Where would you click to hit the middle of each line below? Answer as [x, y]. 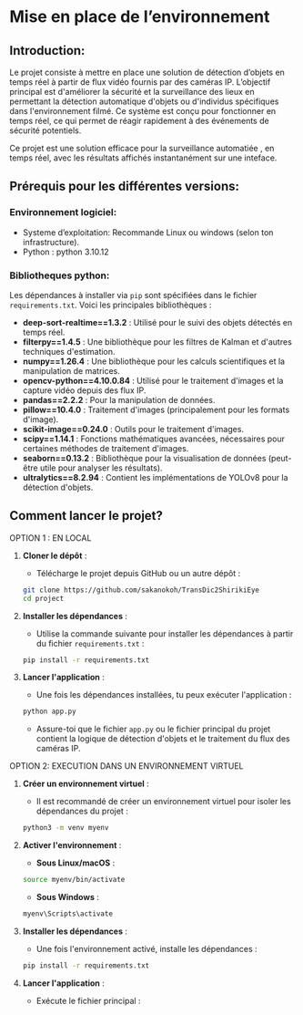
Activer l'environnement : [72, 845]
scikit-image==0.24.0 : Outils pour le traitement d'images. [133, 429]
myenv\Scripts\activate [68, 914]
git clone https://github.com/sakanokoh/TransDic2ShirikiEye [141, 590]
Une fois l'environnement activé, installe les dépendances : [146, 948]
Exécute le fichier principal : [88, 1000]
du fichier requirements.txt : [90, 643]
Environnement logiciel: [63, 212]
